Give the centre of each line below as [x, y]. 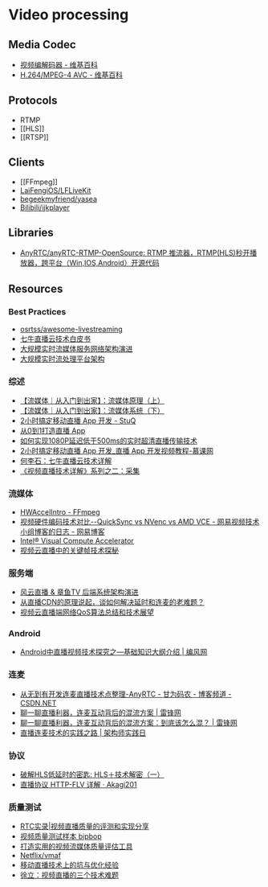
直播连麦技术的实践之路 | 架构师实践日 [83, 733]
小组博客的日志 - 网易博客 [63, 532]
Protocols [33, 101]
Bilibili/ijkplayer [45, 207]
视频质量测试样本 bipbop [61, 836]
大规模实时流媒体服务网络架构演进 [76, 349]
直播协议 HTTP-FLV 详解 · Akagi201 [78, 784]
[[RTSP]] [35, 137]
